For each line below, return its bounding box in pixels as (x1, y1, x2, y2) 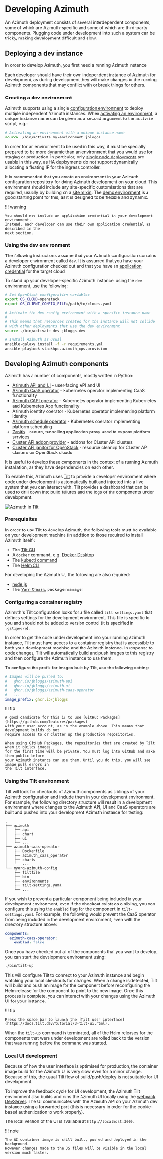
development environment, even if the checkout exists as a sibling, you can (5, 901, 156, 906)
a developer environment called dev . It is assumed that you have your (5, 258, 143, 264)
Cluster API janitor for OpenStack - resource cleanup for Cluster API (12, 444, 148, 450)
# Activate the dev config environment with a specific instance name (5, 310, 151, 315)
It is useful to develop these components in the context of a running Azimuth (5, 459, 158, 465)
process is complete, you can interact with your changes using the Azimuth (5, 993, 156, 999)
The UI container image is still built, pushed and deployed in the (5, 1138, 147, 1142)
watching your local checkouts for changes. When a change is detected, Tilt (5, 978, 158, 983)
